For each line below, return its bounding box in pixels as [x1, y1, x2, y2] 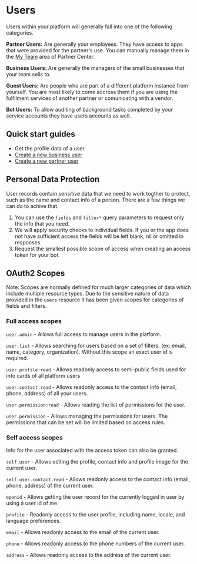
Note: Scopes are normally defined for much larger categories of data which [6, 284, 191, 291]
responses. [14, 239, 42, 246]
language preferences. [6, 517, 61, 524]
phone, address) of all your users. [6, 390, 88, 397]
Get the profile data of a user [14, 145, 85, 152]
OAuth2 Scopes [6, 268, 65, 278]
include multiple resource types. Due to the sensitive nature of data [6, 290, 169, 297]
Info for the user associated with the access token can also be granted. [6, 446, 178, 454]
